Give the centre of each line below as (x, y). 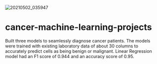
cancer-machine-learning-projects (78, 27)
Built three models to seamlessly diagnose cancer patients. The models (78, 41)
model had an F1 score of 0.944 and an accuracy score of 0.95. (70, 56)
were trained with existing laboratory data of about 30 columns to (72, 46)
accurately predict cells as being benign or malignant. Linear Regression (78, 51)
